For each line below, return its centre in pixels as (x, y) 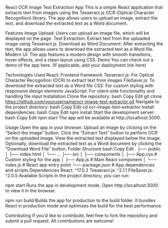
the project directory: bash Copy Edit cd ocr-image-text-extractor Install (80, 107)
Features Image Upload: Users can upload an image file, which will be (77, 33)
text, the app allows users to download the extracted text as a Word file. (79, 49)
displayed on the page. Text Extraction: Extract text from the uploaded (78, 38)
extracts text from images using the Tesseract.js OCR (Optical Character (80, 13)
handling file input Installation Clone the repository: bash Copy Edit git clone (83, 96)
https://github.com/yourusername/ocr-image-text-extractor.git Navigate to (82, 102)
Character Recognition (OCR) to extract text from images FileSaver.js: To (80, 80)
